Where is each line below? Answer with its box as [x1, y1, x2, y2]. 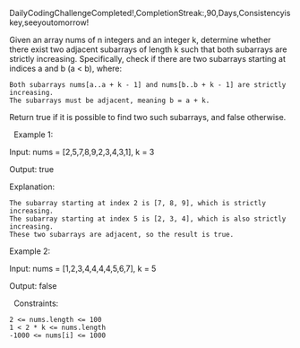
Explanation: [9, 181, 56, 192]
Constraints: [13, 298, 59, 309]
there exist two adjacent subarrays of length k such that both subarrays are [9, 44, 287, 55]
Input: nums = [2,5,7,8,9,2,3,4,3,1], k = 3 [9, 147, 155, 157]
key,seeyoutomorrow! [9, 17, 90, 28]
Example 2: [9, 246, 51, 257]
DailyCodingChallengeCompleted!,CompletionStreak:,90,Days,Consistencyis [9, 8, 291, 18]
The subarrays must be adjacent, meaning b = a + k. [9, 96, 210, 105]
